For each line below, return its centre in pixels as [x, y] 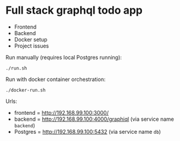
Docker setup [31, 39]
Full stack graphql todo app [74, 10]
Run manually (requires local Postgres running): [64, 57]
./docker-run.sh [26, 90]
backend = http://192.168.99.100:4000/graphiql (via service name [94, 119]
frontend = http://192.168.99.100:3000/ [61, 112]
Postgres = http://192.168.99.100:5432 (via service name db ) [87, 131]
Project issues [31, 46]
